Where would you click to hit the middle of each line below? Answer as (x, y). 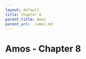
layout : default (22, 10)
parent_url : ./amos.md (29, 24)
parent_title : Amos (26, 19)
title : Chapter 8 (23, 15)
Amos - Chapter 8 (43, 49)
